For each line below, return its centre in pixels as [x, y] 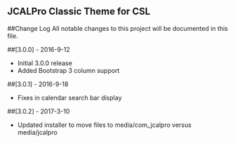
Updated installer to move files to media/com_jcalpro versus [104, 125]
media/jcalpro [37, 132]
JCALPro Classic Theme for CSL [79, 12]
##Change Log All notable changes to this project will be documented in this [117, 28]
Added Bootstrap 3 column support [68, 70]
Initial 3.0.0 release [45, 63]
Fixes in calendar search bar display [69, 97]
